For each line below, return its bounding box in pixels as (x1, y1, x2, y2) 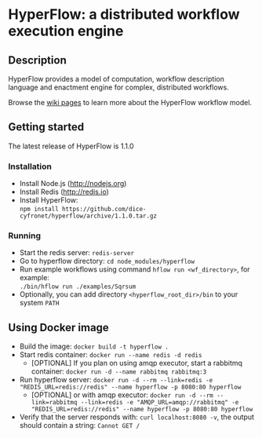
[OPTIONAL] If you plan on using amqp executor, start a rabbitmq (31, 359, 243, 368)
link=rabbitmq (31, 399, 78, 407)
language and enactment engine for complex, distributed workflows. (8, 82, 229, 92)
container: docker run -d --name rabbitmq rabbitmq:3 (31, 367, 207, 376)
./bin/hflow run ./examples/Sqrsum (19, 283, 136, 291)
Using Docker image (8, 320, 110, 334)
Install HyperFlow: (19, 195, 78, 205)
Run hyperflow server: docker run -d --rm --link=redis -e (19, 375, 213, 385)
